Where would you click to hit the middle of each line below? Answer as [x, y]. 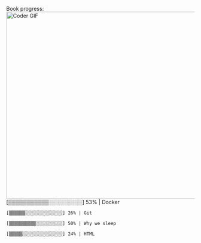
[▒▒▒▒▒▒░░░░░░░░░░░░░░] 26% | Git [49, 213]
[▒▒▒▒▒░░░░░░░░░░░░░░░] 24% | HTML [51, 234]
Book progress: [25, 9]
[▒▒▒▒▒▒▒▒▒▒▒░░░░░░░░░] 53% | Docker [63, 202]
